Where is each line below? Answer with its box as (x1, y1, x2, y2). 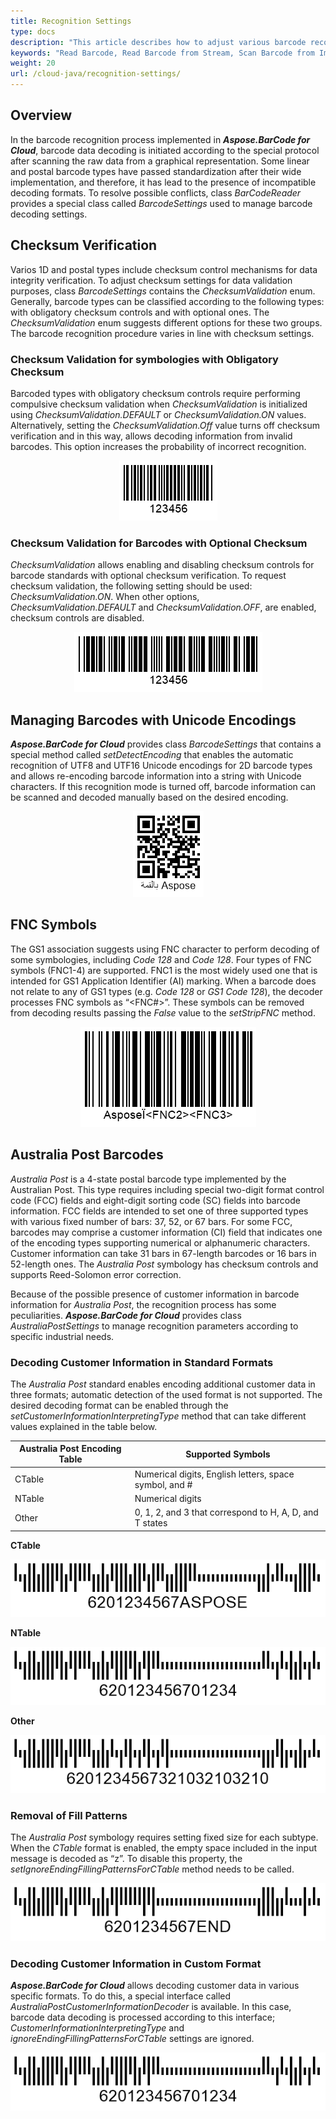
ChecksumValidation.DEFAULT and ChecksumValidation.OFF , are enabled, (10, 601, 317, 614)
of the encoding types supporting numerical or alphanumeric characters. (10, 1236, 311, 1249)
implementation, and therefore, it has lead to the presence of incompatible (10, 176, 317, 188)
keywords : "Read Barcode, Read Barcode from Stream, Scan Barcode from (10, 48, 315, 58)
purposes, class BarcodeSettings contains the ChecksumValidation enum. (10, 285, 316, 297)
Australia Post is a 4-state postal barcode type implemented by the (10, 1173, 287, 1185)
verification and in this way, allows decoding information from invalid (10, 430, 293, 442)
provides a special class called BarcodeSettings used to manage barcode (10, 197, 313, 209)
